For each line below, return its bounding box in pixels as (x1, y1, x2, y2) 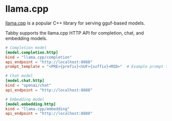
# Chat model (5, 74, 33, 79)
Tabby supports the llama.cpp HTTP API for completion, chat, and (5, 30, 144, 36)
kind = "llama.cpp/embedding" (5, 106, 70, 111)
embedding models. (5, 35, 48, 41)
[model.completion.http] (5, 50, 58, 55)
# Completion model (5, 45, 47, 50)
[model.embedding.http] (5, 102, 56, 107)
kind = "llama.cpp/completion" (5, 55, 72, 60)
